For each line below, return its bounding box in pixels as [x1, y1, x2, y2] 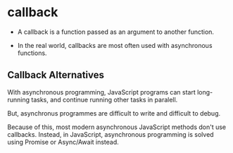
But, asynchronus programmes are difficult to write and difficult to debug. [7, 109, 221, 117]
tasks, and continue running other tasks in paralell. [31, 95, 178, 104]
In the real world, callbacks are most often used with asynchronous [17, 41, 213, 49]
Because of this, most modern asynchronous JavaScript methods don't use [7, 123, 227, 131]
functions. [17, 49, 47, 57]
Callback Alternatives [7, 69, 104, 81]
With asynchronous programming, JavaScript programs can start [7, 87, 196, 96]
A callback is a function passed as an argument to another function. [17, 27, 215, 36]
